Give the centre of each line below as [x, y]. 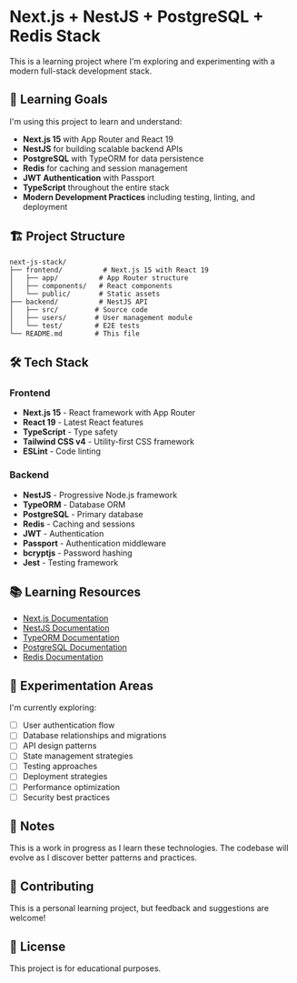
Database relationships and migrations [94, 736]
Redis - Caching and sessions [79, 524]
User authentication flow [69, 726]
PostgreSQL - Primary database [83, 514]
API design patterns [59, 746]
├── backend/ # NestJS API [79, 302]
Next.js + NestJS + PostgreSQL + [137, 17]
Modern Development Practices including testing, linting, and [139, 196]
